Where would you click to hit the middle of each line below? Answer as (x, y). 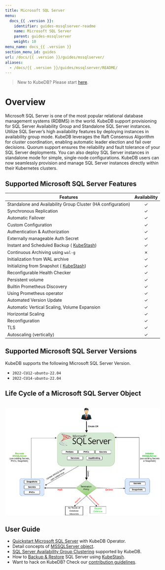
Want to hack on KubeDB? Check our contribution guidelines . (74, 562)
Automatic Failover (26, 218)
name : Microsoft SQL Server (43, 31)
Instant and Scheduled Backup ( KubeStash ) (52, 245)
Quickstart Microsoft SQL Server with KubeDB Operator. (69, 541)
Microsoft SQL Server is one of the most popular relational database (74, 116)
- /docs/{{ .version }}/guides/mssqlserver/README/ (64, 68)
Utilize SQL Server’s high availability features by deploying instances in (77, 132)
